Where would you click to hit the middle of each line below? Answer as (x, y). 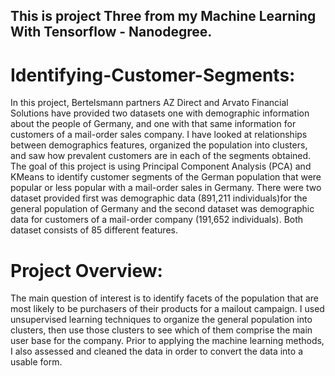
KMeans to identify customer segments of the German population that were (166, 177)
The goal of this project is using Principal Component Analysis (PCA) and (161, 166)
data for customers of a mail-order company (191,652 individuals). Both (157, 220)
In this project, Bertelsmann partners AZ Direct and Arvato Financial (149, 103)
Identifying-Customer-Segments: (153, 75)
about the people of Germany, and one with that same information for (153, 124)
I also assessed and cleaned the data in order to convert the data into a (157, 351)
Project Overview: (86, 270)
